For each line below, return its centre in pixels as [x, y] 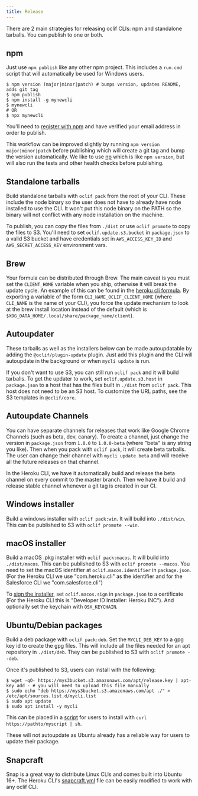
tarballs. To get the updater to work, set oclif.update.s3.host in [84, 378]
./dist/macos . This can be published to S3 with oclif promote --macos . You [98, 564]
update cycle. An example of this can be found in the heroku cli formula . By [98, 291]
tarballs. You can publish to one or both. [55, 35]
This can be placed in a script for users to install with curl [77, 717]
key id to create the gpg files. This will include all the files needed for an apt [98, 646]
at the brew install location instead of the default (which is [77, 309]
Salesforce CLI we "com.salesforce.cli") [55, 583]
